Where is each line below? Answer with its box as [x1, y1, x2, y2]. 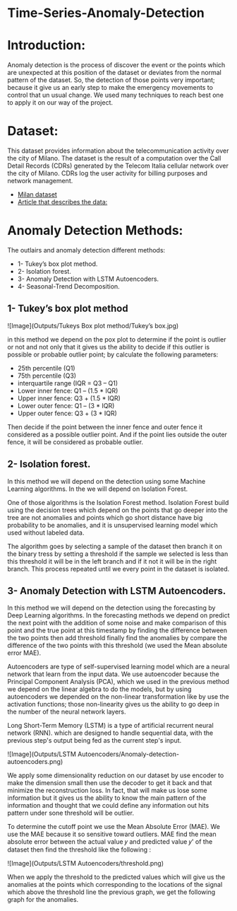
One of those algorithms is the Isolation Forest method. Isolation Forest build [7, 498, 229, 506]
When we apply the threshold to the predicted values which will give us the [7, 873, 226, 881]
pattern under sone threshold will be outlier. [7, 808, 134, 818]
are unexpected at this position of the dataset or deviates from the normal [7, 69, 222, 77]
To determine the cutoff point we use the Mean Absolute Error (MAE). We [7, 823, 221, 831]
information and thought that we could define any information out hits [7, 801, 209, 810]
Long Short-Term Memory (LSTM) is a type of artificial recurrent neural [7, 721, 214, 730]
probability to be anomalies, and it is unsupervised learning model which [7, 521, 219, 529]
